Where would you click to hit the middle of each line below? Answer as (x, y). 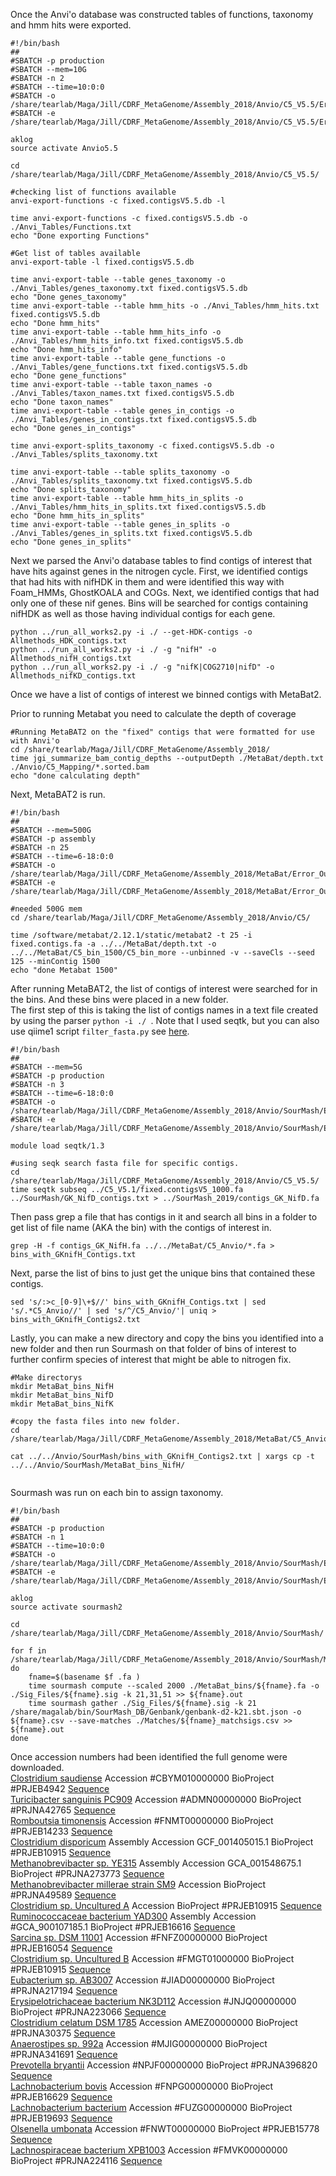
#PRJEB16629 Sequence (61, 2097)
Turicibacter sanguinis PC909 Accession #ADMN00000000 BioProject (156, 1799)
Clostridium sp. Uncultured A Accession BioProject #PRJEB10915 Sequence (166, 1905)
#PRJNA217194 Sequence (64, 1990)
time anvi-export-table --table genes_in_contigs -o (122, 411)
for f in (28, 1651)
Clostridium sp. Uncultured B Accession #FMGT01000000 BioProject (152, 1958)
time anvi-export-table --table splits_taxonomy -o (120, 472)
